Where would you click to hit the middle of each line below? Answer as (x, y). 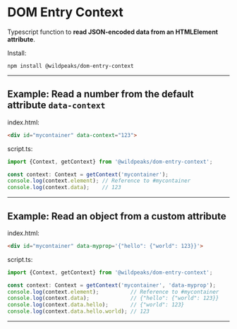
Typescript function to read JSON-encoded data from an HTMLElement (113, 32)
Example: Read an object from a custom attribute (117, 216)
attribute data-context (56, 106)
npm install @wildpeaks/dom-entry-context (71, 66)
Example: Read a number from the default (101, 94)
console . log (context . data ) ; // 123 (64, 188)
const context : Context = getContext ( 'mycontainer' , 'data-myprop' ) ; (112, 285)
